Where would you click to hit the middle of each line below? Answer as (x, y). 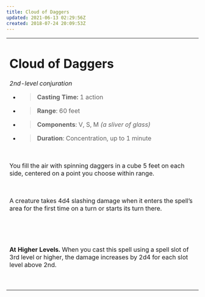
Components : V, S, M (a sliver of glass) (94, 124)
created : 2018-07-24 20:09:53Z (46, 23)
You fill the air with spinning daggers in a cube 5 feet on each (97, 165)
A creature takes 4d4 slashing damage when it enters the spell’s (101, 201)
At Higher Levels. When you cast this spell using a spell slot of (99, 249)
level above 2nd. (33, 265)
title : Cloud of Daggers (38, 12)
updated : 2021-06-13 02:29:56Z (46, 18)
